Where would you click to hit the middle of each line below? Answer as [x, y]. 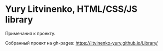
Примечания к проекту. [30, 33]
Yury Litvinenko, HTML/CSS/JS [71, 9]
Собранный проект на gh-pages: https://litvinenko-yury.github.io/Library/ [81, 43]
